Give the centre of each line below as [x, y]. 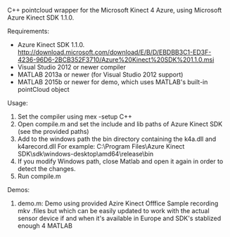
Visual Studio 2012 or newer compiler [72, 67]
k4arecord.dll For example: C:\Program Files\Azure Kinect [101, 146]
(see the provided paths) [53, 131]
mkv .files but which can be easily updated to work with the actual [113, 211]
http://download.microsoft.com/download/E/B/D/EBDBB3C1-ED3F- [114, 52]
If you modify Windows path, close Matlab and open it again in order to [120, 161]
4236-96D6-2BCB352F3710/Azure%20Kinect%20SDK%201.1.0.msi [116, 60]
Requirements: [28, 31]
